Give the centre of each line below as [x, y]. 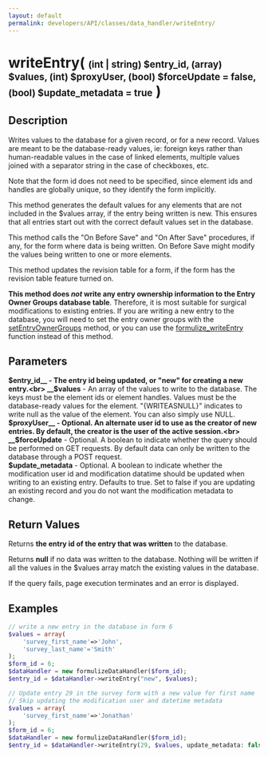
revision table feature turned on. [61, 278]
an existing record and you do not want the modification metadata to [121, 491]
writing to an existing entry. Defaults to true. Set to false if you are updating [132, 482]
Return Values [44, 524]
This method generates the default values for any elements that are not [125, 205]
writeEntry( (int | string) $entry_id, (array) [115, 63]
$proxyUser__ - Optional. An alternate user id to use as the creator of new [133, 423]
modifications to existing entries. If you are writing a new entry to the [121, 311]
